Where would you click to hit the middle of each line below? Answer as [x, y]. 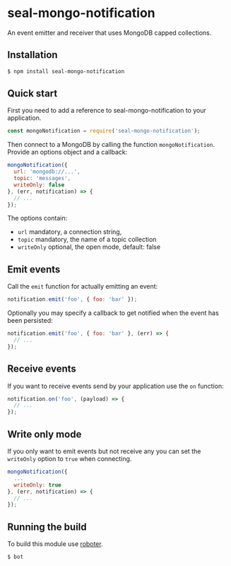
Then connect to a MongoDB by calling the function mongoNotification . [111, 145]
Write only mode [45, 434]
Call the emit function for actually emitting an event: [83, 287]
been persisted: [30, 321]
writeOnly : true [37, 485]
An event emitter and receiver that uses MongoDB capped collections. [109, 33]
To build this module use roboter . [55, 544]
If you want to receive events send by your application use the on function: [115, 386]
